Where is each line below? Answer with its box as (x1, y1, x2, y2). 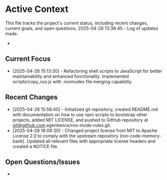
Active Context (5, 3, 69, 15)
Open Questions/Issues (5, 158, 80, 166)
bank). (12, 138, 26, 144)
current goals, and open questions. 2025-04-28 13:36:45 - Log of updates (5, 25, 159, 31)
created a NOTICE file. (12, 143, 59, 149)
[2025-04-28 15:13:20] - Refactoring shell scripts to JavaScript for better (12, 68, 163, 74)
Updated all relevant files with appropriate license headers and (26, 138, 156, 144)
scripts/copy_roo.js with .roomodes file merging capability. (12, 78, 133, 84)
